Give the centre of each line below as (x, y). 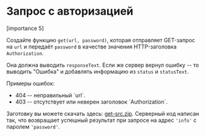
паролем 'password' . (33, 126)
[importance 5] (25, 28)
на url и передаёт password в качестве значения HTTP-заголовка (91, 47)
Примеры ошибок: (31, 83)
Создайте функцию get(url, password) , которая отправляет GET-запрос (101, 40)
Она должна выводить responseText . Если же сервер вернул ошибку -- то (103, 65)
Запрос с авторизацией (70, 11)
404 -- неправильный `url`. (50, 95)
